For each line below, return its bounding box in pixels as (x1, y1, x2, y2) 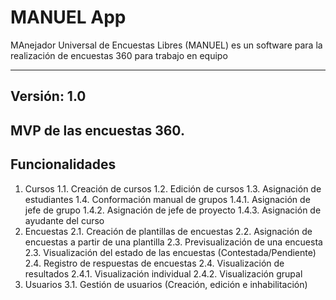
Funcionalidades (10, 156, 117, 173)
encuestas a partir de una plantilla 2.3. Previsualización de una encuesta (24, 236, 323, 248)
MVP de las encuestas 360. (10, 122, 185, 139)
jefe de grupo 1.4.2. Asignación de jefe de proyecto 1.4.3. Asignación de (24, 204, 322, 216)
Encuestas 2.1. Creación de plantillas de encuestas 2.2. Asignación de (24, 225, 313, 237)
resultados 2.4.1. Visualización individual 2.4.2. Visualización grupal (24, 267, 303, 280)
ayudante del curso (24, 214, 105, 226)
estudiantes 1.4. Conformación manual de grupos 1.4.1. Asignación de (24, 193, 311, 205)
